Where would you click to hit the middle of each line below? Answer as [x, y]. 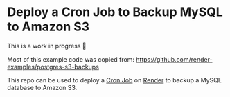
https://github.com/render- [174, 59]
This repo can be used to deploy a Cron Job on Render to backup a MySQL [114, 80]
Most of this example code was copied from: [71, 59]
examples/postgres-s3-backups [53, 67]
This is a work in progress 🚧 [47, 46]
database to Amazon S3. [42, 87]
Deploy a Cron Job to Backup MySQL [115, 12]
